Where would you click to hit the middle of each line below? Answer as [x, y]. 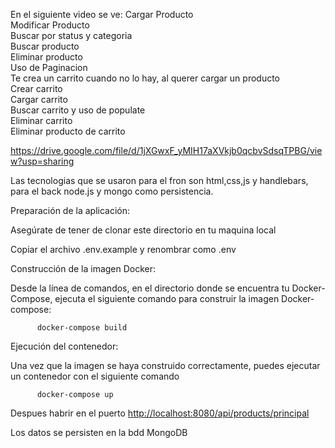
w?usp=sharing [42, 161]
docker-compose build [82, 328]
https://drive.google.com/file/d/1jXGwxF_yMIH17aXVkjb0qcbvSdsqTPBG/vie [166, 150]
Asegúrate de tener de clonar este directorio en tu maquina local [143, 230]
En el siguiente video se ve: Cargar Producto [102, 14]
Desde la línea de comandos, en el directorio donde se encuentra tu [150, 288]
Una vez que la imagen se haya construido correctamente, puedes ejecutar [165, 365]
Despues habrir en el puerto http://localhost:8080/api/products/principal [160, 413]
